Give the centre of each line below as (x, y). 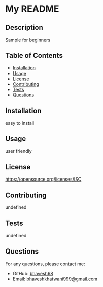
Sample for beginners (28, 40)
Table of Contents (34, 56)
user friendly (19, 151)
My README (32, 9)
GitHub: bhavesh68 (33, 273)
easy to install (20, 123)
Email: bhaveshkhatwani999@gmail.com (55, 279)
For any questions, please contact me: (45, 264)
